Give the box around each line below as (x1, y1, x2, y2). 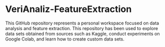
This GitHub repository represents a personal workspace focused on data (5, 20, 159, 26)
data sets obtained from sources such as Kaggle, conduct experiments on (5, 30, 160, 36)
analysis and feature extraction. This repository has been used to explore (5, 25, 158, 31)
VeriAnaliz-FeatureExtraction (5, 3, 132, 15)
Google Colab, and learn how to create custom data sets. (5, 36, 124, 42)
